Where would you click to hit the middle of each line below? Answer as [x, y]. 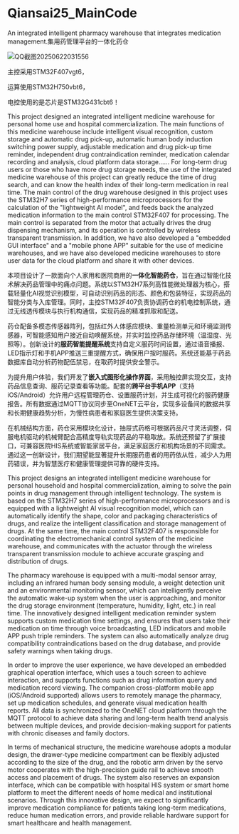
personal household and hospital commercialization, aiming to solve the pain [119, 485]
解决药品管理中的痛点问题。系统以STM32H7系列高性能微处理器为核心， [118, 284]
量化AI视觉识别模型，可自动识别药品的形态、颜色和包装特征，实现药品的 [126, 293]
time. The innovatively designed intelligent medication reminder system [112, 613]
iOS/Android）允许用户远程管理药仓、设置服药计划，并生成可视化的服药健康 [118, 395]
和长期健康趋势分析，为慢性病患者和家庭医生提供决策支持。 [95, 413]
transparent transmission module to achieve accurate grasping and [106, 553]
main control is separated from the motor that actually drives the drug [109, 222]
